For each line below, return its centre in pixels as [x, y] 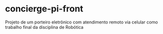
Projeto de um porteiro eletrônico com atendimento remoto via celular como [81, 22]
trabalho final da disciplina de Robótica [44, 27]
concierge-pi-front [44, 9]
